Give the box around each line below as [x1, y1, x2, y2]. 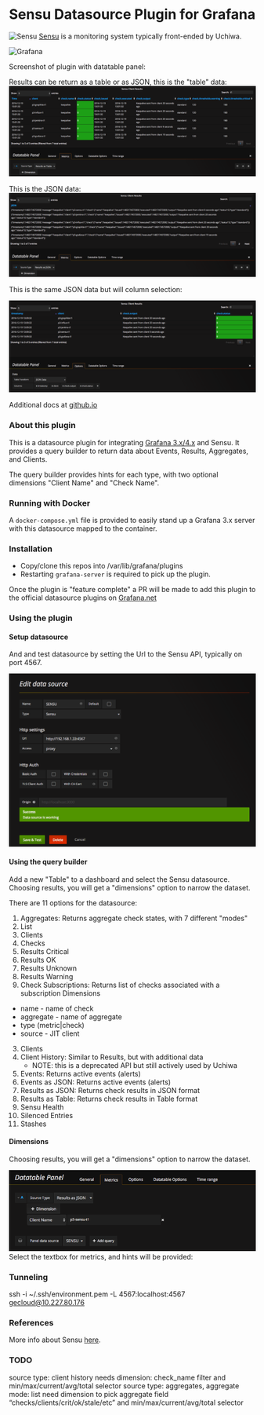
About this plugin [9, 420, 77, 431]
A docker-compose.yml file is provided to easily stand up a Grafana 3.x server [9, 515, 255, 525]
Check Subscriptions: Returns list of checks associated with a [20, 980, 220, 989]
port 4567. [9, 658, 42, 667]
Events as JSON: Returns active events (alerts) [20, 1077, 172, 1087]
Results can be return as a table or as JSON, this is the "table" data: [9, 77, 227, 86]
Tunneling [9, 1271, 49, 1282]
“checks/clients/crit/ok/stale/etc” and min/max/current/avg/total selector [9, 1398, 244, 1407]
